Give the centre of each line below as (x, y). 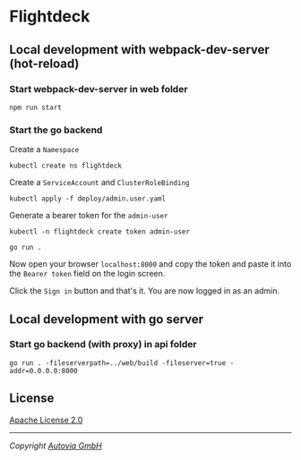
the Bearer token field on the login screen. (87, 274)
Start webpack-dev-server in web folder (99, 89)
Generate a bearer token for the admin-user (89, 216)
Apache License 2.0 (46, 420)
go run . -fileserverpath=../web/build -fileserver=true (118, 363)
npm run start (36, 107)
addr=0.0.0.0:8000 (43, 371)
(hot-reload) (44, 63)
